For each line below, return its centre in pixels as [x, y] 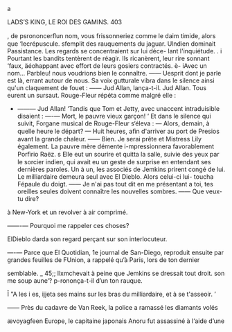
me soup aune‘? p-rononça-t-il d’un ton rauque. [75, 281]
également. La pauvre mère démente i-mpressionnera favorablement [116, 146]
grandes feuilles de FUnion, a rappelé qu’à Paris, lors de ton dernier [104, 260]
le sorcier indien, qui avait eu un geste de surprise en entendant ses [114, 162]
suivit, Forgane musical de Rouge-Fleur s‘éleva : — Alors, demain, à [113, 123]
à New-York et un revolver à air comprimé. [68, 212]
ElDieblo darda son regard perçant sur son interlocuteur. [87, 239]
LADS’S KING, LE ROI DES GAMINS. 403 [65, 22]
